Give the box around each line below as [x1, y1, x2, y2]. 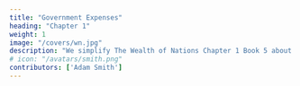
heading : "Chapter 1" [9, 21, 91, 30]
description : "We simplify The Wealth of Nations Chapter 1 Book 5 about [9, 47, 293, 56]
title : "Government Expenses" [9, 13, 123, 22]
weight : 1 [9, 30, 47, 39]
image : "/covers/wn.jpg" [9, 38, 103, 47]
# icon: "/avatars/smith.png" [9, 55, 123, 64]
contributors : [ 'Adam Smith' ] [9, 64, 123, 73]
